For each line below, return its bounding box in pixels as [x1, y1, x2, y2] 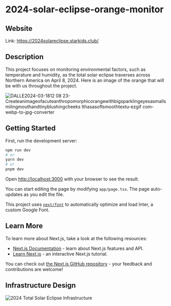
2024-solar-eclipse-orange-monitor [5, 4, 164, 15]
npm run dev [5, 148, 31, 153]
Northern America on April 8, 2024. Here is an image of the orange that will [5, 77, 164, 83]
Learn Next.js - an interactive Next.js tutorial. [12, 250, 108, 257]
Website [5, 24, 32, 33]
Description [5, 52, 44, 61]
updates [5, 191, 23, 197]
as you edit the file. [24, 191, 64, 197]
